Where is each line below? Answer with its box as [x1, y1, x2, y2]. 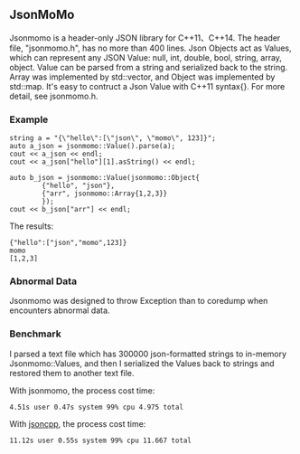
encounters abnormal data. [9, 305, 110, 316]
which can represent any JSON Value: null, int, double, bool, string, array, [9, 52, 283, 62]
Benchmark [9, 327, 61, 340]
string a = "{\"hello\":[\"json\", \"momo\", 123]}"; [9, 134, 217, 143]
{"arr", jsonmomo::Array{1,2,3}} [42, 189, 168, 198]
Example [9, 113, 49, 126]
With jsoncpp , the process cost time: [9, 418, 146, 429]
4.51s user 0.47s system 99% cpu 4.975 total [9, 402, 183, 411]
